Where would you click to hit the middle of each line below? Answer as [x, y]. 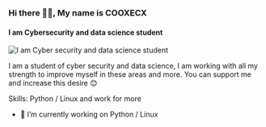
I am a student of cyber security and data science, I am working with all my [133, 66]
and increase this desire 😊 [53, 83]
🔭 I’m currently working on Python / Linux [89, 114]
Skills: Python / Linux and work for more [75, 99]
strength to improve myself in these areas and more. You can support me [130, 74]
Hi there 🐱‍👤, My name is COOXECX [78, 13]
